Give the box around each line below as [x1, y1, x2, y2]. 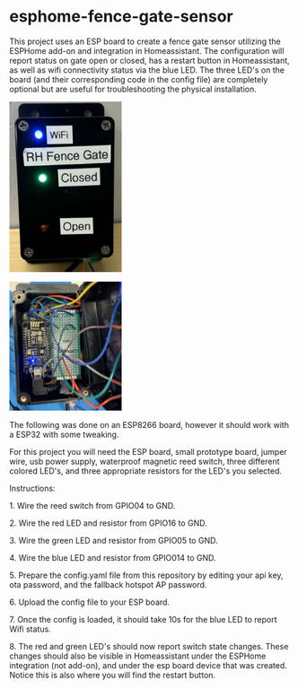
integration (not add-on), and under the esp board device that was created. [9, 660, 287, 671]
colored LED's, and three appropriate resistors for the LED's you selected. [9, 466, 283, 476]
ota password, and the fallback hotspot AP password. [9, 580, 207, 590]
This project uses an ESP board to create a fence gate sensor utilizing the [9, 36, 281, 47]
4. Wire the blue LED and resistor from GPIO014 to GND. [9, 553, 217, 563]
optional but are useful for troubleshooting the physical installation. [9, 83, 258, 94]
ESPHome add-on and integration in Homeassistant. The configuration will [9, 45, 285, 56]
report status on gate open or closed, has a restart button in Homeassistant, [9, 55, 290, 65]
